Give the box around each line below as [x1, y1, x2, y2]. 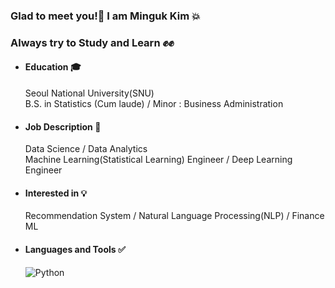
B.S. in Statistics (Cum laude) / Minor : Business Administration [24, 98, 284, 110]
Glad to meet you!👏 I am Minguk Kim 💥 [10, 9, 201, 23]
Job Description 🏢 [24, 120, 102, 133]
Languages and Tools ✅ [24, 244, 126, 256]
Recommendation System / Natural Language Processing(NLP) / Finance [24, 210, 325, 222]
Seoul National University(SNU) [24, 87, 155, 99]
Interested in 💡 [24, 187, 88, 199]
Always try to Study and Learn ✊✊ [10, 35, 175, 49]
